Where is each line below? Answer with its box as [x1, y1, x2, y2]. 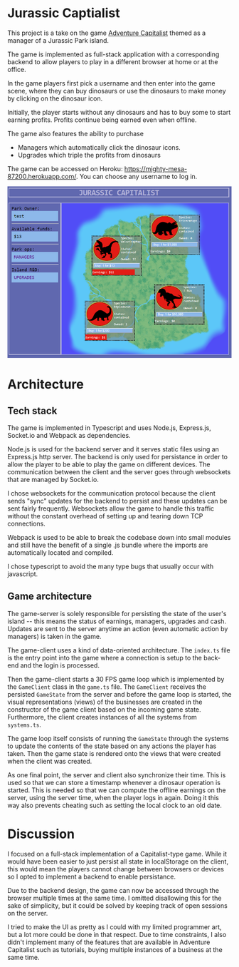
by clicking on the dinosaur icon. [7, 94, 103, 103]
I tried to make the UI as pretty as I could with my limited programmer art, [7, 922, 222, 931]
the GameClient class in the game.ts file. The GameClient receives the [7, 682, 206, 691]
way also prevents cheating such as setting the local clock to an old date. [7, 801, 223, 809]
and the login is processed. [20, 661, 100, 670]
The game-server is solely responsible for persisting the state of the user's [7, 609, 227, 618]
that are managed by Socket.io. [7, 475, 100, 483]
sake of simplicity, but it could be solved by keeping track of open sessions [7, 901, 228, 910]
